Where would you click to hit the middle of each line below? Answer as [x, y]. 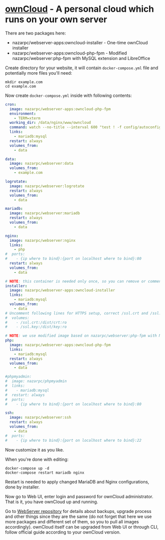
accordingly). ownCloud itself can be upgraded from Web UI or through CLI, [82, 527]
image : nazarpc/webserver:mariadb [45, 213]
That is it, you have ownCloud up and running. [52, 502]
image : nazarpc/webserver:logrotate [47, 186]
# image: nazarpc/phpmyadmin [36, 381]
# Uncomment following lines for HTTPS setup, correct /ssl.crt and [77, 313]
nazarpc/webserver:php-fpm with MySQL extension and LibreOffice [81, 58]
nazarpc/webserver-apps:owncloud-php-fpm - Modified [69, 53]
